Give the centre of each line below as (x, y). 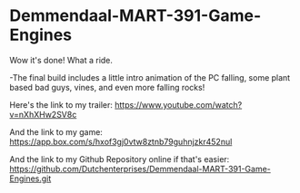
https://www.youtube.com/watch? (179, 104)
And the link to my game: (56, 131)
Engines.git (30, 179)
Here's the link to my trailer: (61, 104)
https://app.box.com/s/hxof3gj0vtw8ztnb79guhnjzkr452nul (121, 141)
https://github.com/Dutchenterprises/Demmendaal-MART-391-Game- (140, 169)
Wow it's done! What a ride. (61, 60)
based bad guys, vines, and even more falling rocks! (107, 87)
